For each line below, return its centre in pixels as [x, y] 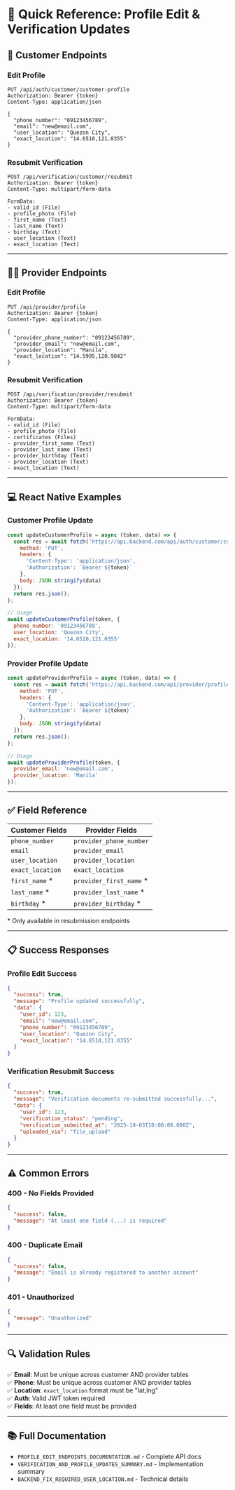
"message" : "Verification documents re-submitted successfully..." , [115, 1099]
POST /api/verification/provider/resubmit [70, 395]
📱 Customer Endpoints [57, 55]
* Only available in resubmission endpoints [69, 920]
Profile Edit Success [42, 974]
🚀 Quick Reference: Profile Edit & [104, 14]
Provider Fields [112, 830]
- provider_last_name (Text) [50, 450]
